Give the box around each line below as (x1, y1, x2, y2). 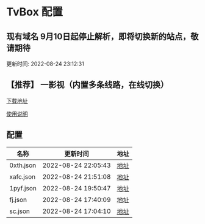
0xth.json (9, 161, 37, 170)
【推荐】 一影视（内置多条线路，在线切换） (6, 80, 169, 90)
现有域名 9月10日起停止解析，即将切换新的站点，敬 (6, 31, 199, 42)
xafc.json (9, 172, 35, 181)
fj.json (9, 195, 27, 204)
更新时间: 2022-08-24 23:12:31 (6, 60, 84, 67)
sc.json (9, 207, 31, 215)
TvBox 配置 (6, 5, 63, 19)
